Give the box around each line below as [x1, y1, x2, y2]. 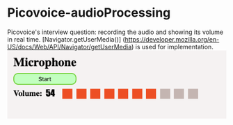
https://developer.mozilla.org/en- [124, 35, 220, 43]
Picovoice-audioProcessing [7, 5, 171, 21]
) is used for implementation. [131, 42, 214, 51]
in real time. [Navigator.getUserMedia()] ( [7, 35, 125, 43]
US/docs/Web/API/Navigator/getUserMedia [7, 42, 132, 51]
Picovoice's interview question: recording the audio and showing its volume [7, 28, 224, 36]
